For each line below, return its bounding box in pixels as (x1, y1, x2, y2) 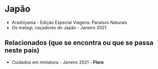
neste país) (4, 46, 40, 54)
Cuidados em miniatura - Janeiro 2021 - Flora (11, 59, 104, 65)
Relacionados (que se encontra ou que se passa (4, 39, 154, 47)
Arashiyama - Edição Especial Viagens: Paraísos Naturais (11, 19, 128, 25)
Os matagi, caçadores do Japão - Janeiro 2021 (11, 24, 107, 30)
